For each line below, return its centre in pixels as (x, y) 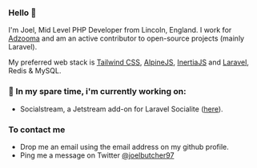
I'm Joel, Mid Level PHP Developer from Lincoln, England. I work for (120, 30)
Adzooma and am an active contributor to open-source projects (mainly (126, 38)
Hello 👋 (22, 13)
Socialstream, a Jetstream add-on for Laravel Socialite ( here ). (121, 109)
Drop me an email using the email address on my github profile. (124, 147)
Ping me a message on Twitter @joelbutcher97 (97, 155)
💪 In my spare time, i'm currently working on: (97, 92)
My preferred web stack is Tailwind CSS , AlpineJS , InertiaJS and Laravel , (129, 62)
